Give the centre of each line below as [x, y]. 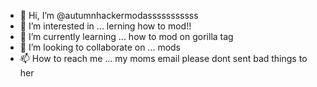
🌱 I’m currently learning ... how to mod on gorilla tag [126, 36]
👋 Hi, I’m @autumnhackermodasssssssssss [109, 15]
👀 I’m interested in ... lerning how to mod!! [105, 26]
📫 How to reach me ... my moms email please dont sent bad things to [163, 58]
